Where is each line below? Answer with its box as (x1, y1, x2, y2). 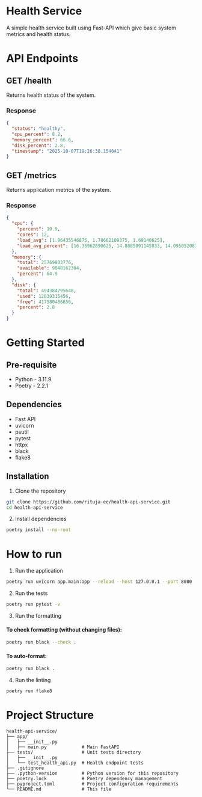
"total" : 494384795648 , (17, 288, 77, 294)
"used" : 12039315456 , (17, 293, 71, 299)
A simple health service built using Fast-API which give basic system (6, 24, 176, 31)
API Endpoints (6, 52, 79, 66)
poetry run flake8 (6, 688, 52, 694)
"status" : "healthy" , (11, 126, 66, 132)
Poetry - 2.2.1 (14, 382, 49, 389)
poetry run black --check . (6, 639, 77, 645)
